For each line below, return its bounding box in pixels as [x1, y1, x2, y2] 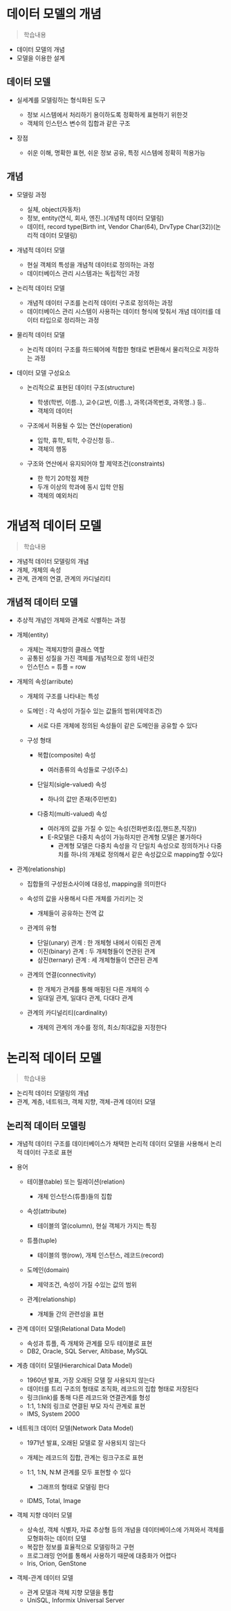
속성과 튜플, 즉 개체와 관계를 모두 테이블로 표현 [26, 1339, 153, 1347]
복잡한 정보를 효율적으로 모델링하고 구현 [26, 1543, 135, 1552]
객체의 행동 [37, 444, 67, 453]
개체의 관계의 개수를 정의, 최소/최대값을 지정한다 [37, 1023, 167, 1031]
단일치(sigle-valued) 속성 [37, 780, 107, 789]
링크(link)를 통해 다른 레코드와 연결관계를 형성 [26, 1393, 151, 1401]
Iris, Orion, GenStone [26, 1559, 87, 1567]
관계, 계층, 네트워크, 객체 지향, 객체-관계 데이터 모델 [16, 1098, 156, 1106]
